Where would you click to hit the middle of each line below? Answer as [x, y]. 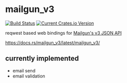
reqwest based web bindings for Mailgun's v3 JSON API [63, 33]
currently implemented [42, 59]
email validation [29, 76]
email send [24, 70]
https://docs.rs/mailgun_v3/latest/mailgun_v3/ [53, 43]
